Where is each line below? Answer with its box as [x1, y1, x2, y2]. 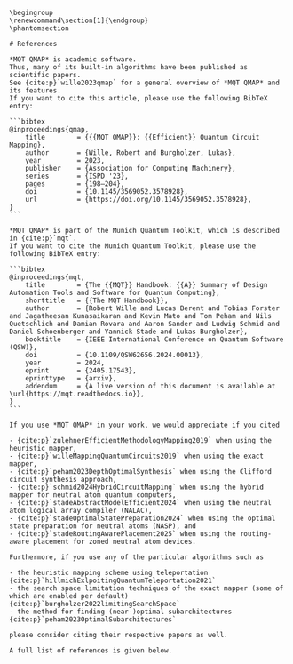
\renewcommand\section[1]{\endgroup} [9, 16, 149, 25]
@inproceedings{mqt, [9, 273, 86, 282]
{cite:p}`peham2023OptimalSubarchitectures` [9, 615, 177, 624]
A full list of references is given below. [9, 646, 173, 655]
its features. [9, 86, 62, 95]
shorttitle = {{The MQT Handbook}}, [25, 296, 169, 305]
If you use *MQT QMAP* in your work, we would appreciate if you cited [9, 420, 280, 429]
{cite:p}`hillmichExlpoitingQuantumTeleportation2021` [9, 576, 217, 585]
